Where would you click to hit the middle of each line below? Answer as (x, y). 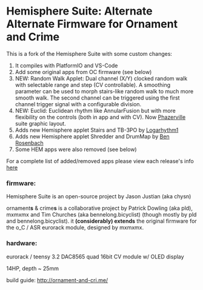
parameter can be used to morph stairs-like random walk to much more (104, 91)
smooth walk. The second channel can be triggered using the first (97, 98)
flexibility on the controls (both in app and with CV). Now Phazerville (100, 117)
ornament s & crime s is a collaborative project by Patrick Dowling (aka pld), (99, 208)
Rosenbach (29, 143)
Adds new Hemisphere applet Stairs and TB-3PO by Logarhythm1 (97, 130)
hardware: (22, 243)
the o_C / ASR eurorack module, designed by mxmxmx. (75, 228)
